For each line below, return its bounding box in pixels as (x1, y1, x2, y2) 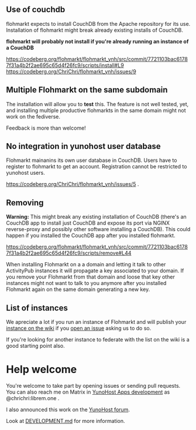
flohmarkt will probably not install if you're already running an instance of (6, 38, 189, 45)
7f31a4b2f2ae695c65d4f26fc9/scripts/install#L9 (6, 62, 124, 69)
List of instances (6, 303, 68, 313)
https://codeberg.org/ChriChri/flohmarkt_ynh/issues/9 (6, 67, 136, 75)
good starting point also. (6, 343, 66, 350)
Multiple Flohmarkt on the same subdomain (6, 85, 168, 95)
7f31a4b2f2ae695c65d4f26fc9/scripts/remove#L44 (6, 249, 132, 257)
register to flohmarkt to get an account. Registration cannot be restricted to (6, 163, 187, 170)
